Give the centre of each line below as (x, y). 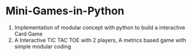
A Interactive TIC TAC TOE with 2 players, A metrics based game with (100, 40)
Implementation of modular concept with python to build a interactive (100, 27)
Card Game (28, 33)
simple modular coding (43, 46)
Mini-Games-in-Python (65, 11)
